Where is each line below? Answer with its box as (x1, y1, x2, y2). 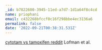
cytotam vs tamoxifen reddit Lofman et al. (5, 39, 91, 45)
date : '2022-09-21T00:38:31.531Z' (5, 26, 77, 31)
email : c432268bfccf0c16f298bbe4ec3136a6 (5, 16, 93, 21)
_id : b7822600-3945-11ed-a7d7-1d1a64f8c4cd (5, 7, 97, 12)
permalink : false (5, 21, 41, 26)
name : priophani (5, 12, 39, 17)
